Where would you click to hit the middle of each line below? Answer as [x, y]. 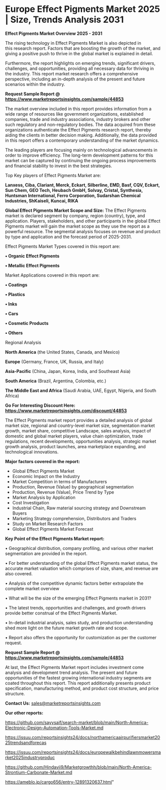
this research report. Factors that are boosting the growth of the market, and [83, 48]
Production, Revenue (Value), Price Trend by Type [63, 492]
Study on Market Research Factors [47, 524]
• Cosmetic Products [27, 323]
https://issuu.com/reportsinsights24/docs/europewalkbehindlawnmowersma [83, 752]
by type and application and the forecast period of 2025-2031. [69, 237]
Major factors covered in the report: [42, 461]
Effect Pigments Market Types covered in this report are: [63, 246]
